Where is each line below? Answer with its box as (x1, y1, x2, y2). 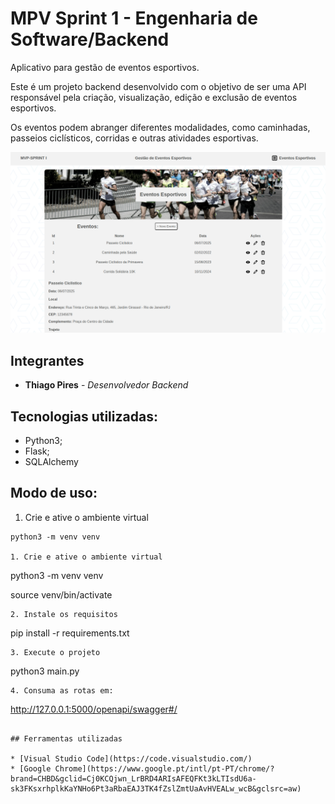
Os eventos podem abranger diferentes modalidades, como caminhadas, (10, 121, 311, 133)
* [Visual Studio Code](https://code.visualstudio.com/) (10, 753, 253, 764)
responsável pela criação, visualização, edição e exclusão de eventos (10, 91, 298, 103)
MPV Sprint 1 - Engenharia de (10, 7, 258, 30)
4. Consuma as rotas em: (10, 685, 114, 696)
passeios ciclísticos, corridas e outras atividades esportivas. (10, 132, 259, 144)
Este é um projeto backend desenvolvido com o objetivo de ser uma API (10, 80, 307, 92)
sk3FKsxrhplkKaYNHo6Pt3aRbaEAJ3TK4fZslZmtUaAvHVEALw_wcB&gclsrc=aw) (10, 783, 302, 794)
